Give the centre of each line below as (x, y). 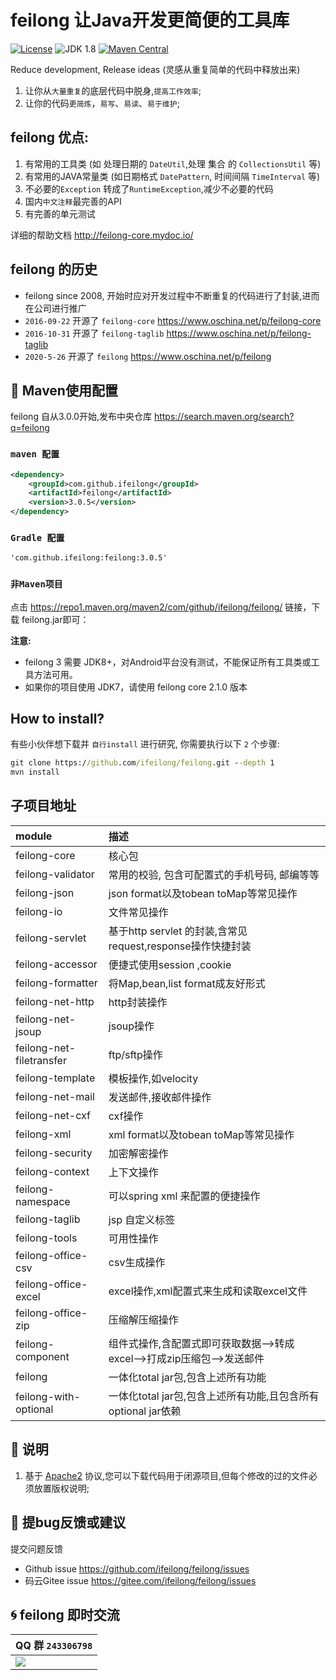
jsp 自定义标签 (142, 1219)
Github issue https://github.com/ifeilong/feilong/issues (137, 1568)
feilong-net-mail (55, 1096)
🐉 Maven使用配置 (64, 390)
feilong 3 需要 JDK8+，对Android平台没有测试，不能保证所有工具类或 (168, 662)
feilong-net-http (55, 1001)
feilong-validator (55, 874)
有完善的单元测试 (60, 213)
